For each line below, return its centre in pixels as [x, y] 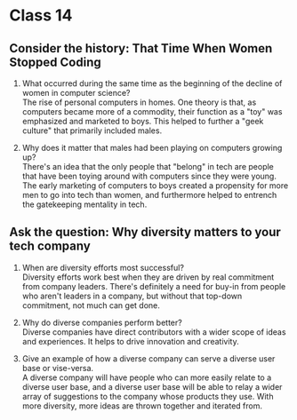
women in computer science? [76, 93]
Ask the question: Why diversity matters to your [145, 232]
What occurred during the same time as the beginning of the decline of [152, 83]
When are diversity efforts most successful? [103, 267]
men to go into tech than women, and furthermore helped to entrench [149, 195]
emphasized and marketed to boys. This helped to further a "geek [143, 121]
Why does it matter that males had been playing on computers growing [152, 148]
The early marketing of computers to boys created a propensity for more [155, 186]
